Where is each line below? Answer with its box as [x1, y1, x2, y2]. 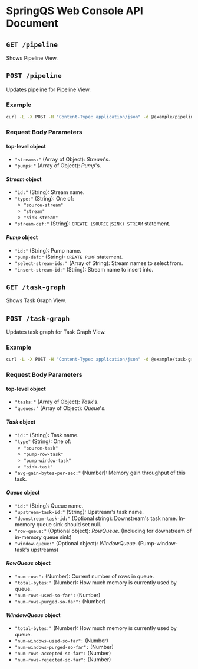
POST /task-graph [6, 314, 70, 323]
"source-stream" [23, 202, 64, 208]
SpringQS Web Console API [6, 4, 143, 18]
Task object [6, 418, 36, 425]
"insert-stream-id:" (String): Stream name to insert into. [14, 266, 154, 273]
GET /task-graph [6, 283, 66, 291]
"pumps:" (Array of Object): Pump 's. [14, 162, 101, 169]
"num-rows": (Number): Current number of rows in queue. [14, 573, 154, 580]
